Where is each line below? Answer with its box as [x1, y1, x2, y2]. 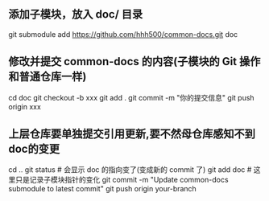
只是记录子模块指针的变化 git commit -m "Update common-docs [14, 175, 229, 185]
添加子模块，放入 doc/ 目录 [8, 7, 143, 22]
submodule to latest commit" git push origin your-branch [8, 184, 197, 194]
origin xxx [8, 101, 42, 111]
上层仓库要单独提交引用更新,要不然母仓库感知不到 [8, 127, 256, 141]
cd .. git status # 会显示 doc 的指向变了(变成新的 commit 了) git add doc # [8, 165, 252, 174]
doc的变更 [8, 142, 60, 156]
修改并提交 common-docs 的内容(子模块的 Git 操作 [8, 55, 261, 68]
